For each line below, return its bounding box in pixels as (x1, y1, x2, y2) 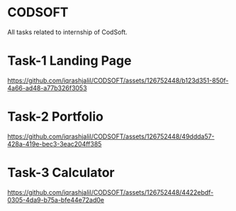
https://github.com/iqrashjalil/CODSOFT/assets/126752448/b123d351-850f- (7, 76, 229, 85)
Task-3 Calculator (7, 165, 115, 180)
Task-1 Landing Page (7, 53, 132, 69)
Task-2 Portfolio (7, 109, 104, 125)
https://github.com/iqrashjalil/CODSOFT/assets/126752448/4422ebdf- (7, 188, 214, 196)
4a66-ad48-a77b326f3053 (7, 83, 87, 92)
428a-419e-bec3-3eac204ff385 (7, 139, 102, 148)
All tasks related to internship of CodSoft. (7, 28, 128, 36)
